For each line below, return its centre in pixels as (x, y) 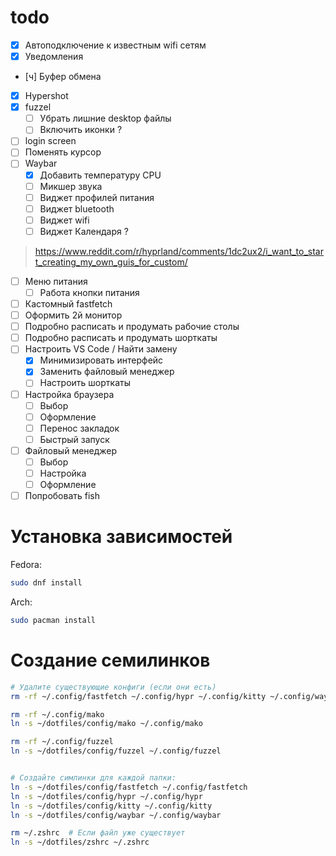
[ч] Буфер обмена (63, 77)
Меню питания (56, 281)
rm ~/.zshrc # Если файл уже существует (98, 833)
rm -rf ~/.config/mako (57, 714)
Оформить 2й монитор (73, 315)
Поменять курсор (63, 152)
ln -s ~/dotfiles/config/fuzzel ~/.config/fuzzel (116, 751)
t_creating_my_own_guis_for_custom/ (111, 262)
